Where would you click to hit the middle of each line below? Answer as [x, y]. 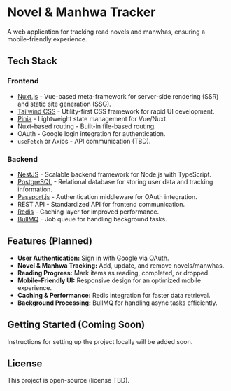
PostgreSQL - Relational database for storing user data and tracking [115, 181]
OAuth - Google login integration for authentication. [91, 133]
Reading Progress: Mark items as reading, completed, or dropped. [113, 273]
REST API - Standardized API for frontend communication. [101, 204]
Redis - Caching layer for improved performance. [88, 212]
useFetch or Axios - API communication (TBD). [84, 141]
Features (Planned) [50, 241]
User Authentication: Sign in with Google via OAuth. [93, 258]
